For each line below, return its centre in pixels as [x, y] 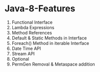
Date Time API [26, 48]
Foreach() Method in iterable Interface [50, 43]
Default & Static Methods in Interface [49, 38]
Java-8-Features [40, 9]
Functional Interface [32, 22]
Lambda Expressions [33, 27]
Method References [32, 33]
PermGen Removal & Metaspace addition [53, 64]
